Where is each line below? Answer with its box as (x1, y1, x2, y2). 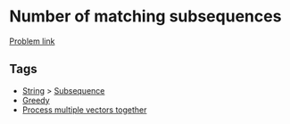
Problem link (9, 36, 55, 46)
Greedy (21, 95, 51, 105)
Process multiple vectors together (21, 104, 147, 115)
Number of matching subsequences (9, 6, 282, 27)
